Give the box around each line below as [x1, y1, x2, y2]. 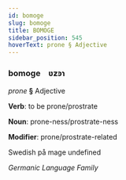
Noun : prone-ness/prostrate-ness [8, 117, 119, 127]
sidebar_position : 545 [8, 33, 83, 42]
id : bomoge [8, 11, 44, 20]
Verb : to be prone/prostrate [8, 101, 98, 111]
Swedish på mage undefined [8, 147, 102, 157]
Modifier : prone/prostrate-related [8, 132, 118, 142]
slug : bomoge [8, 19, 51, 27]
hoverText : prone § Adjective [8, 41, 108, 49]
